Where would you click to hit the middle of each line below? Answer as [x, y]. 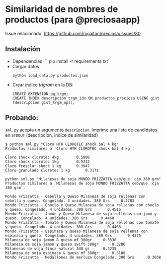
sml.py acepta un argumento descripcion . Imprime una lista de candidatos [81, 130]
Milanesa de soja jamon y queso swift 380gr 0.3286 [65, 244]
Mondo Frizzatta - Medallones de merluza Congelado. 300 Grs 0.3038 [83, 257]
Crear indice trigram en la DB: [43, 85]
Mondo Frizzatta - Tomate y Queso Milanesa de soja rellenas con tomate [82, 222]
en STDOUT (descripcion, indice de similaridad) [52, 135]
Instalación [23, 49]
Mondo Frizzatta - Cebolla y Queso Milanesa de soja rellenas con [75, 196]
